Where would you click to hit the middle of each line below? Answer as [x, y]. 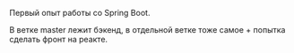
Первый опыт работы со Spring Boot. [80, 13]
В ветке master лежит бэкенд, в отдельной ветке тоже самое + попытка [147, 30]
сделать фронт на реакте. [59, 39]
